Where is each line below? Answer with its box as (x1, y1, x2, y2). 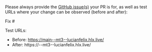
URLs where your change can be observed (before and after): (5, 9, 128, 15)
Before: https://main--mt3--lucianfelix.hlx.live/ (12, 37, 104, 42)
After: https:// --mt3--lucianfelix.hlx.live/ (12, 42, 91, 47)
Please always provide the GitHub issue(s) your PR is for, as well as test (5, 4, 147, 10)
